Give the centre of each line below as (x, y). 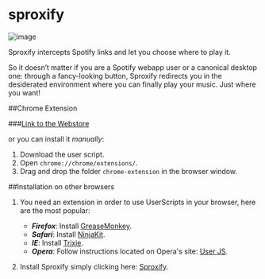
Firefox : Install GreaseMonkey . (82, 226)
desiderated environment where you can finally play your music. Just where (132, 84)
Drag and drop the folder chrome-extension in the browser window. (129, 171)
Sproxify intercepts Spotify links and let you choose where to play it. (120, 52)
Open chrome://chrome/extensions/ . (79, 163)
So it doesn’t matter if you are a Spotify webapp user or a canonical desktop (133, 67)
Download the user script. (62, 154)
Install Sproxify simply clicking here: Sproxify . (94, 266)
